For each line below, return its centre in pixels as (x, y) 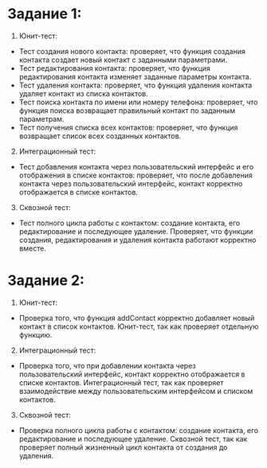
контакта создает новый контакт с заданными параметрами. (123, 60)
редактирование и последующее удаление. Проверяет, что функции (136, 231)
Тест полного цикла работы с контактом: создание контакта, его (130, 223)
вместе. (33, 248)
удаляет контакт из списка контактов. (83, 93)
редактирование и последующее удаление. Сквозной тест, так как (133, 439)
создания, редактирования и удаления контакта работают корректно (137, 240)
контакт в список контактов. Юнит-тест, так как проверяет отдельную (139, 326)
